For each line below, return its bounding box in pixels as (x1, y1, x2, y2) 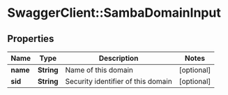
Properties (7, 33, 54, 45)
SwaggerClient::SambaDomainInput (7, 5, 221, 21)
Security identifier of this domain (65, 77, 172, 86)
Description (98, 54, 139, 63)
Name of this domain (65, 65, 134, 75)
